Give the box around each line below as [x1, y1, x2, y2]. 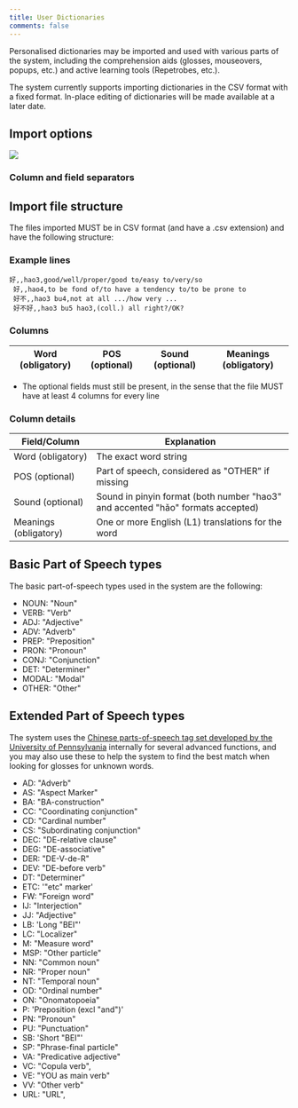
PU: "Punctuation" [21, 1023, 90, 1033]
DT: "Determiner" [21, 872, 86, 882]
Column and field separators [9, 171, 135, 184]
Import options [9, 126, 93, 141]
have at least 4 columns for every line [21, 390, 160, 400]
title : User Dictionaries [9, 12, 105, 22]
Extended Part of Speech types [9, 708, 185, 724]
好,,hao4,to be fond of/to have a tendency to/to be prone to [12, 285, 247, 294]
